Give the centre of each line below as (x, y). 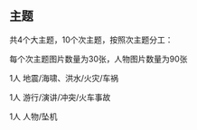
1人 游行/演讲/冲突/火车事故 (60, 97)
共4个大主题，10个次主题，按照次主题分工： (91, 40)
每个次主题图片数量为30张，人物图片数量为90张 (98, 59)
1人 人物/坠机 (33, 116)
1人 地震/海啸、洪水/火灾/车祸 (64, 78)
